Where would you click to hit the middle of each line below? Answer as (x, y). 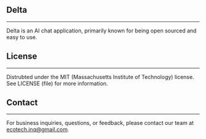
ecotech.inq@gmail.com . (38, 130)
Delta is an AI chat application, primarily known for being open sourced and (101, 31)
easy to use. (22, 37)
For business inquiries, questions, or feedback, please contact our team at (100, 123)
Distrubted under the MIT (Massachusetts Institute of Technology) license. (100, 77)
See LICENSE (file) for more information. (57, 83)
